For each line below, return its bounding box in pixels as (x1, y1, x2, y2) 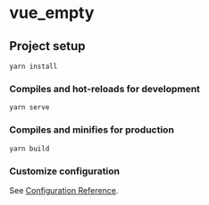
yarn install (9, 62, 58, 71)
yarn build (9, 144, 50, 153)
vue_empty (9, 3, 95, 23)
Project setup (9, 38, 87, 54)
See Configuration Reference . (9, 184, 119, 195)
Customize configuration (9, 165, 121, 177)
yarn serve (9, 103, 50, 112)
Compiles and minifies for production (9, 124, 174, 136)
